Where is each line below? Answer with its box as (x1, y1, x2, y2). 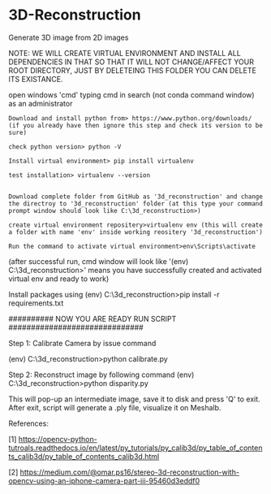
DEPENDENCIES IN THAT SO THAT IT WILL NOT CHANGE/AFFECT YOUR (8, 57, 254, 67)
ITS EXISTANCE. (8, 74, 63, 84)
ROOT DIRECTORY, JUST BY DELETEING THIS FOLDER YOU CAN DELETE (8, 65, 257, 75)
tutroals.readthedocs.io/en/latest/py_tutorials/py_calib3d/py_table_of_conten (8, 443, 263, 453)
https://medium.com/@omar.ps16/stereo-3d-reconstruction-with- (19, 467, 239, 477)
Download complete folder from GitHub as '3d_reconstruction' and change (8, 193, 264, 201)
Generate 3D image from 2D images (8, 32, 129, 42)
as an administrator (8, 98, 73, 108)
